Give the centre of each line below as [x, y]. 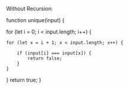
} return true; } [24, 80]
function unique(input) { [35, 20]
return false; [45, 59]
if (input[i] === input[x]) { [54, 53]
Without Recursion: [30, 9]
